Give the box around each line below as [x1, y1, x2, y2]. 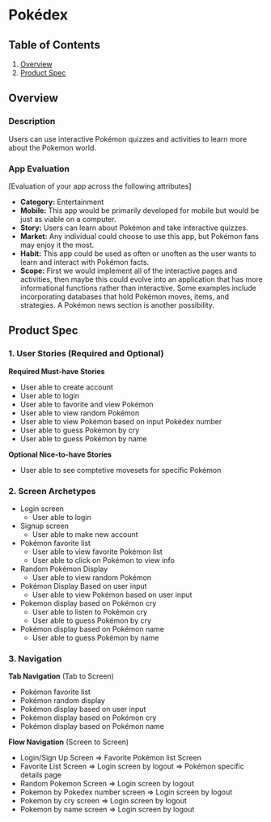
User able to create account [19, 382, 113, 392]
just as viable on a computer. [19, 214, 116, 224]
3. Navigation [8, 653, 62, 664]
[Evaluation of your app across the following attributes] [8, 181, 192, 191]
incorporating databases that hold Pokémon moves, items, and [19, 292, 229, 301]
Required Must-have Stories [8, 366, 105, 376]
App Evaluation [8, 163, 70, 174]
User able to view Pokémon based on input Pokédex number [19, 416, 222, 426]
